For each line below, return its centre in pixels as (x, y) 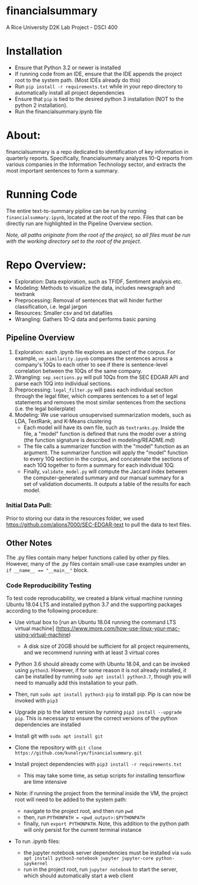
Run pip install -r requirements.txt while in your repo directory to (99, 86)
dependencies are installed (48, 724)
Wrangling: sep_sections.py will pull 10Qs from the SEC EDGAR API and (102, 377)
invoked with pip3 (36, 700)
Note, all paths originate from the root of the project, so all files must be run (98, 235)
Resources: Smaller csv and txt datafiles (64, 313)
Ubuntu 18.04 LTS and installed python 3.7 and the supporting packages (94, 604)
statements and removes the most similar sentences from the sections (100, 402)
